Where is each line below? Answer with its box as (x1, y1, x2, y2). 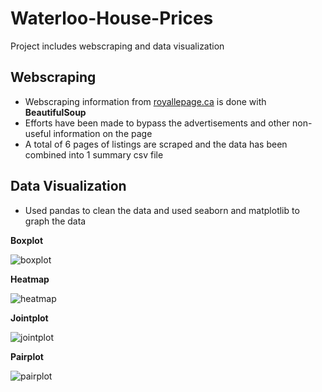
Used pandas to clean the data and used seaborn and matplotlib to (24, 204, 300, 216)
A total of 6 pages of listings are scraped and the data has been (24, 138, 288, 150)
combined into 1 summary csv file (24, 148, 164, 161)
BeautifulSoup (24, 106, 87, 118)
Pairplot (10, 350, 44, 362)
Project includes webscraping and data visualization (10, 40, 225, 52)
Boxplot (10, 234, 44, 246)
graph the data (24, 215, 87, 227)
